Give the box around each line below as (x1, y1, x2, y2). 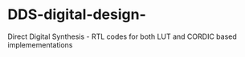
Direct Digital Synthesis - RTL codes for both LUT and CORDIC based (7, 32, 238, 41)
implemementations (7, 40, 73, 49)
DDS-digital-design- (7, 6, 146, 24)
